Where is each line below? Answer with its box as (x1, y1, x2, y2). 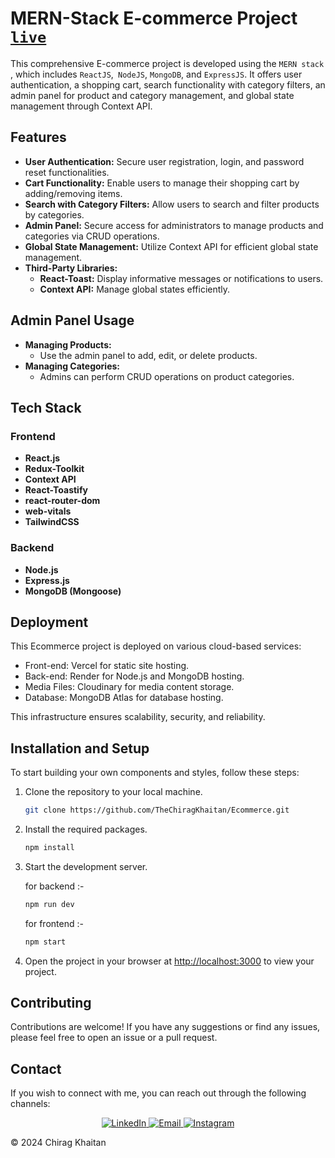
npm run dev (24, 899, 75, 909)
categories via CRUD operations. (24, 230, 160, 242)
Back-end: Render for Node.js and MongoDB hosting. (24, 670, 245, 682)
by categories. (24, 208, 85, 221)
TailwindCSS (24, 516, 80, 528)
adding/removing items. (24, 187, 123, 199)
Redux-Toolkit (24, 463, 85, 475)
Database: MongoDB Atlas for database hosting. (24, 692, 224, 704)
